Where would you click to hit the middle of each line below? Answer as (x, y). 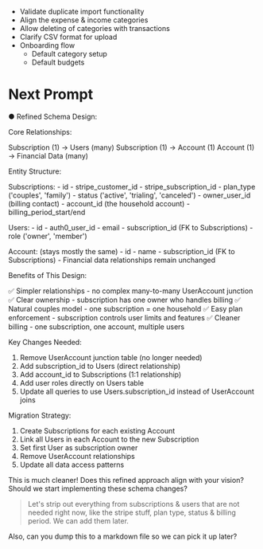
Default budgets (58, 62)
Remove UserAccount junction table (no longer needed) (111, 357)
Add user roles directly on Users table (82, 382)
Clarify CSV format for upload (68, 37)
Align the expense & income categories (84, 20)
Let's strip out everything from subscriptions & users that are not (133, 504)
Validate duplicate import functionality (82, 12)
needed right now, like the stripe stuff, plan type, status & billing (132, 512)
